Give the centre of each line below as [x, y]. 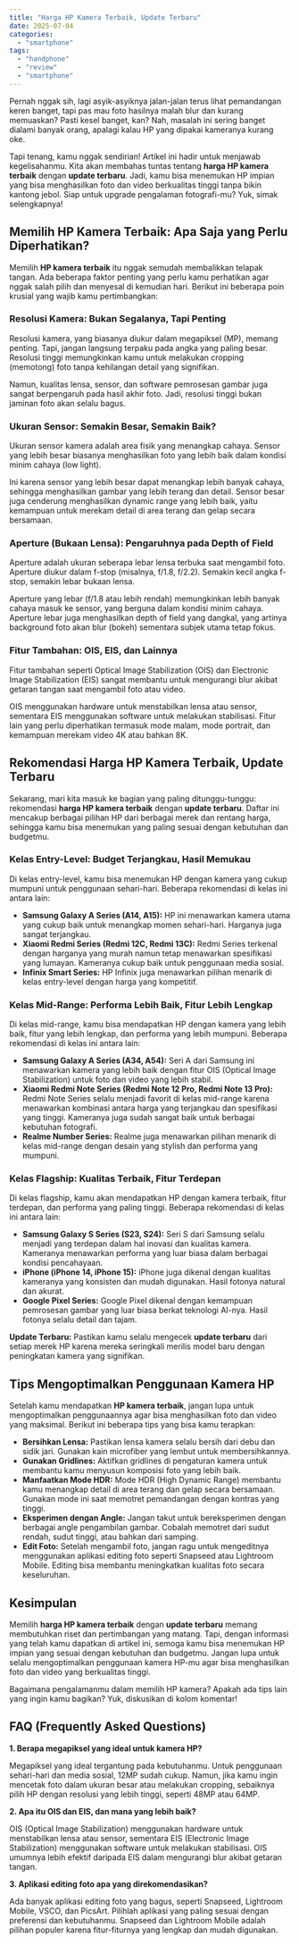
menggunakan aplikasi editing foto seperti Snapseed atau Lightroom [148, 1556]
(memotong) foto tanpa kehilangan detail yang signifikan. [114, 366]
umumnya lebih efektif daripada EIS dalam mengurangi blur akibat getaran [146, 1857]
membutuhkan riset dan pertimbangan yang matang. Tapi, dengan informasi [149, 1634]
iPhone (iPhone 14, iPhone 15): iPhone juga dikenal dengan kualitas [146, 1272]
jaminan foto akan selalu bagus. [68, 403]
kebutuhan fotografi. [60, 1127]
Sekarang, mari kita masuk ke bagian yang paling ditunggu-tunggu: [133, 798]
